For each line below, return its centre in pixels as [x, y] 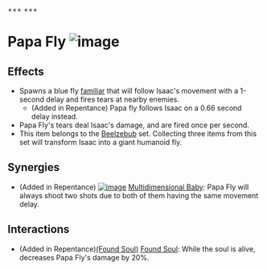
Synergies [34, 167]
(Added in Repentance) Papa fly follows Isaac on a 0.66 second [136, 108]
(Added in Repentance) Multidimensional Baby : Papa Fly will [134, 187]
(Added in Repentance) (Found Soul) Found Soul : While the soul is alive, [137, 249]
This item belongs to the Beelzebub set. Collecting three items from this [138, 133]
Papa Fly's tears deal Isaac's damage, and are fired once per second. [134, 125]
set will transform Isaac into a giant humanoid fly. [101, 142]
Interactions [39, 229]
